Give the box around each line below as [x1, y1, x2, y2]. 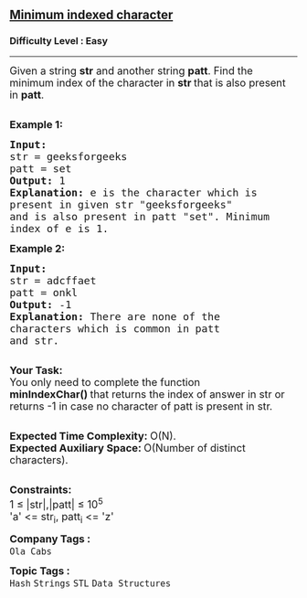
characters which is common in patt [9, 322, 221, 335]
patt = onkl [9, 285, 79, 299]
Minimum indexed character [9, 7, 174, 23]
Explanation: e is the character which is [9, 186, 258, 199]
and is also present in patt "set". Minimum [9, 209, 270, 223]
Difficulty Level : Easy [9, 35, 108, 48]
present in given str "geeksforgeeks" [9, 198, 233, 211]
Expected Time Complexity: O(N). [9, 429, 176, 443]
